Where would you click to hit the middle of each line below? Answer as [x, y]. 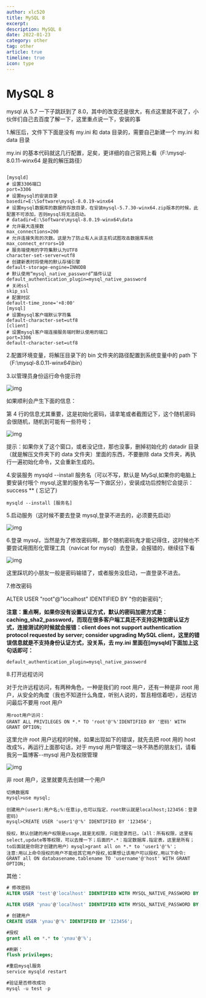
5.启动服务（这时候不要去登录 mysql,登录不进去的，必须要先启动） [90, 515]
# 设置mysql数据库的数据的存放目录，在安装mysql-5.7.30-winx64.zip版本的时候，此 [102, 208]
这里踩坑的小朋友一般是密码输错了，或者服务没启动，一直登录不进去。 [95, 573]
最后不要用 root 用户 [37, 703]
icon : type [20, 63]
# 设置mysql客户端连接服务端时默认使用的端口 [57, 332]
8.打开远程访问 [25, 674]
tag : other [20, 47]
